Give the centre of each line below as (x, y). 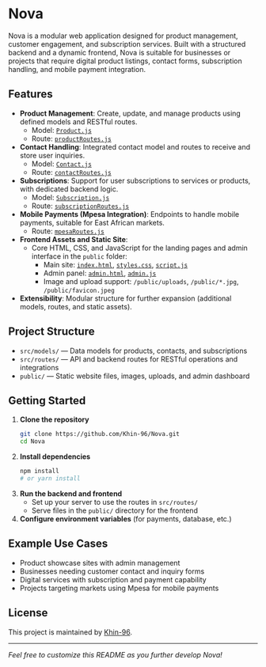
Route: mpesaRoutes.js (68, 231)
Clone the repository (54, 419)
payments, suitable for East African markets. (92, 222)
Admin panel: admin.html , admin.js (100, 273)
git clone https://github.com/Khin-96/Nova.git (99, 434)
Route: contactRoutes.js (72, 172)
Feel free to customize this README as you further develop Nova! (116, 654)
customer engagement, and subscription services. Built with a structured (127, 44)
